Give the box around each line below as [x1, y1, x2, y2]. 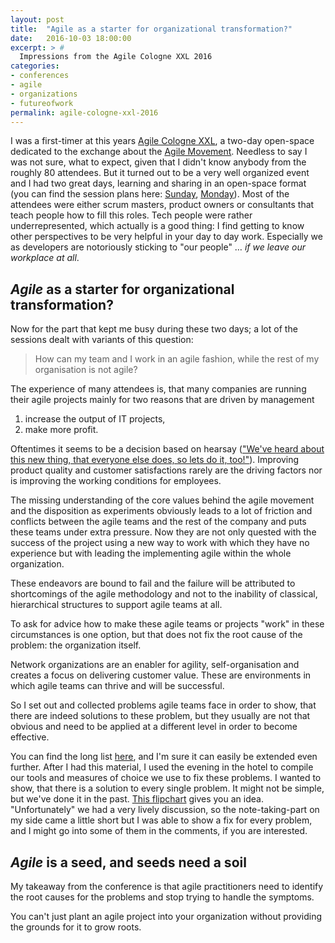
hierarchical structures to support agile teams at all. [10, 599, 223, 611]
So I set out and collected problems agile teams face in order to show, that [10, 699, 317, 711]
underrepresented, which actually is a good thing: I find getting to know [10, 220, 305, 232]
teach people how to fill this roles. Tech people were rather [10, 209, 253, 221]
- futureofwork [10, 98, 74, 108]
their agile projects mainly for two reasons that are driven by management [10, 394, 315, 406]
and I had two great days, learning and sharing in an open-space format [10, 177, 307, 190]
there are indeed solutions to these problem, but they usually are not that [10, 710, 311, 722]
